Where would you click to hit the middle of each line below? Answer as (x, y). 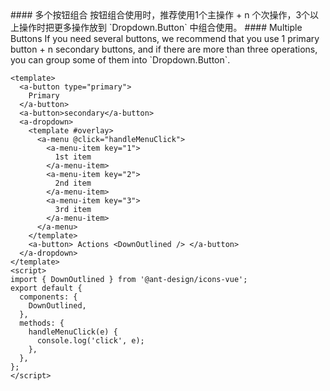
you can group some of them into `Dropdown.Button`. (120, 60)
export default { (46, 288)
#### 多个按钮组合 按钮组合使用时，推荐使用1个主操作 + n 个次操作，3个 (160, 15)
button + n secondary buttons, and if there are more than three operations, (164, 49)
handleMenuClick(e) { (73, 332)
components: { (48, 297)
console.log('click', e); (90, 341)
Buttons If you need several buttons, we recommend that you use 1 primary (165, 38)
